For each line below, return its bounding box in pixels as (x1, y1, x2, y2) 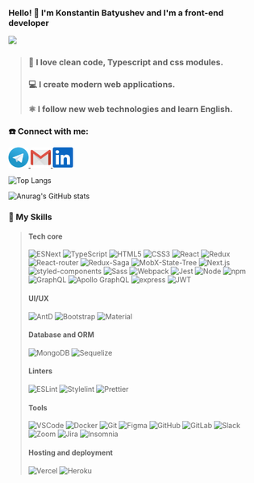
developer (8, 17, 50, 28)
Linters (27, 366, 53, 376)
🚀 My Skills (8, 211, 52, 223)
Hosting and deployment (27, 448, 113, 457)
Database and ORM (27, 330, 94, 339)
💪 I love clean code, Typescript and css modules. (27, 56, 224, 68)
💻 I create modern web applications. (27, 79, 176, 90)
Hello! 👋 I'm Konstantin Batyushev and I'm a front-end (8, 7, 224, 19)
